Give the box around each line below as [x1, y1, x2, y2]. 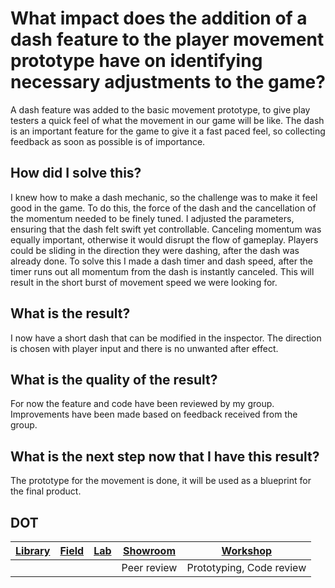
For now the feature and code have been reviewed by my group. [10, 398, 275, 410]
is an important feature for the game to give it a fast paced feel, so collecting [10, 125, 326, 137]
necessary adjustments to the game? [10, 71, 326, 94]
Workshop [221, 544, 273, 557]
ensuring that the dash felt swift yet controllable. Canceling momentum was [10, 223, 322, 235]
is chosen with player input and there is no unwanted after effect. [10, 342, 279, 354]
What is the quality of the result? [10, 371, 218, 388]
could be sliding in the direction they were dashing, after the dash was [10, 244, 300, 256]
